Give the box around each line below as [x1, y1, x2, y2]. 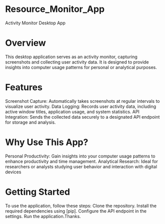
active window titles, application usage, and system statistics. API [5, 108, 140, 115]
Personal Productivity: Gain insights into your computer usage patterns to [5, 153, 156, 159]
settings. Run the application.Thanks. [5, 213, 81, 219]
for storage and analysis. [5, 119, 56, 125]
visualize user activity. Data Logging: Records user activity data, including [5, 103, 157, 109]
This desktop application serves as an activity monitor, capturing [5, 54, 138, 60]
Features [5, 82, 43, 93]
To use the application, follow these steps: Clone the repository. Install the [5, 203, 157, 209]
